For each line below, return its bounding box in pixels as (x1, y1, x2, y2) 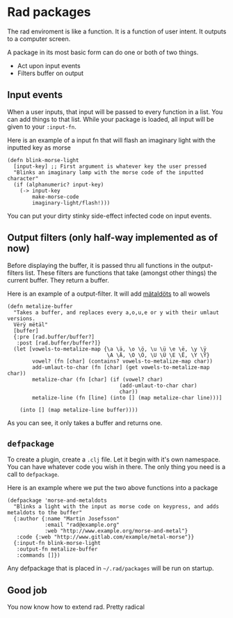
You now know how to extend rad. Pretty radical (7, 603, 145, 611)
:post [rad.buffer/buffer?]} (16, 339, 101, 347)
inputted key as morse (7, 143, 71, 152)
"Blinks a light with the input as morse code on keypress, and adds (13, 503, 219, 510)
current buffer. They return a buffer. (7, 276, 109, 284)
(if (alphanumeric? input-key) (13, 181, 104, 188)
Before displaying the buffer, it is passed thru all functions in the (7, 261, 191, 269)
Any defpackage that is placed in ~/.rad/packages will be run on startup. (7, 564, 214, 573)
